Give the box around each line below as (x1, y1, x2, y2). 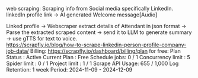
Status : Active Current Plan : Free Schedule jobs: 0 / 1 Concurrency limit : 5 (6, 54, 191, 60)
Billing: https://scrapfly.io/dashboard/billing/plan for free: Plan (30, 48, 181, 55)
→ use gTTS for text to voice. (6, 35, 78, 42)
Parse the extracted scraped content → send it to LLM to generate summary (6, 29, 192, 36)
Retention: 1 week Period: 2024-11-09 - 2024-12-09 (6, 66, 133, 73)
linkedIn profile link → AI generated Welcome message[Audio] (6, 11, 158, 18)
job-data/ (6, 48, 29, 55)
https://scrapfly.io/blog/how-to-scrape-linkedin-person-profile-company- (6, 41, 187, 48)
